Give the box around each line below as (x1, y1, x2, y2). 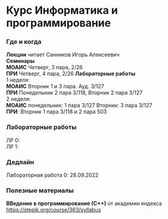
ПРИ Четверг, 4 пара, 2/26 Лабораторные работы (6, 70, 136, 78)
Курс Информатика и (6, 4, 118, 17)
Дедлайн (6, 158, 35, 166)
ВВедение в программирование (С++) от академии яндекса (6, 200, 162, 207)
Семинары (6, 57, 35, 64)
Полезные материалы (6, 186, 74, 195)
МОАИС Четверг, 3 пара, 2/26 (6, 64, 83, 71)
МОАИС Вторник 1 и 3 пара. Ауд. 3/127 (6, 83, 104, 90)
